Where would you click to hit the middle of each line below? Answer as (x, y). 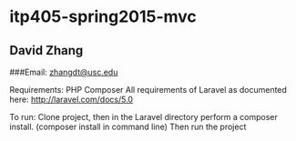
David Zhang (46, 50)
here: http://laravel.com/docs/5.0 (71, 99)
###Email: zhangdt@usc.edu (64, 72)
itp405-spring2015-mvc (103, 17)
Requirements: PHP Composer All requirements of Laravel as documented (148, 90)
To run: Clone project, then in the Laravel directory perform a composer (143, 117)
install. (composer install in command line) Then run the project (128, 126)
